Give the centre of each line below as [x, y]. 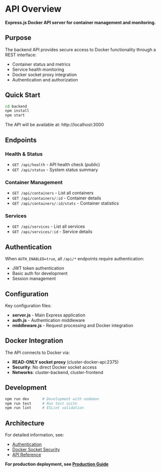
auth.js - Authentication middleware [49, 320]
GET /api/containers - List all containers [53, 193]
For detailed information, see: [35, 435]
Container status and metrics [41, 64]
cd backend [16, 106]
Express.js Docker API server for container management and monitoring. [80, 22]
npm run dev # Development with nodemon [52, 399]
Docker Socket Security [36, 450]
